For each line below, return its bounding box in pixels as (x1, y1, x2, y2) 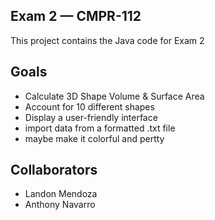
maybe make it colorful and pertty (24, 132, 165, 144)
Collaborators (10, 162, 98, 179)
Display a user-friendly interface (24, 111, 158, 123)
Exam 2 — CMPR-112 (10, 8, 142, 25)
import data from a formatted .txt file (24, 122, 176, 134)
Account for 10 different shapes (24, 100, 155, 113)
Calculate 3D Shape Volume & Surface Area (24, 90, 205, 102)
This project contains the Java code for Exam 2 (10, 34, 205, 46)
